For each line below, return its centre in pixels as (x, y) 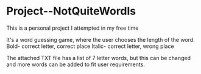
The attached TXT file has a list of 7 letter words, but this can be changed (98, 58)
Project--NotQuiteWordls (71, 11)
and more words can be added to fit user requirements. (76, 64)
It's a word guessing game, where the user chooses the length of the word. (100, 39)
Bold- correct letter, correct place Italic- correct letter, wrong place (90, 46)
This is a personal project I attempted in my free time (72, 28)
